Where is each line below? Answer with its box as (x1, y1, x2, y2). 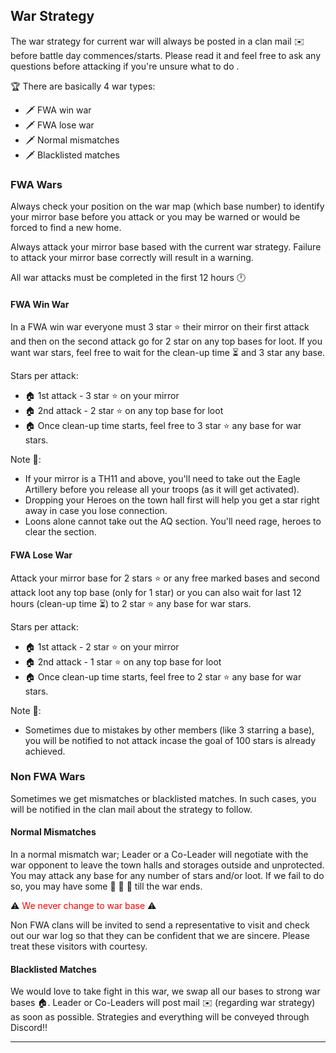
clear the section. (24, 526, 97, 538)
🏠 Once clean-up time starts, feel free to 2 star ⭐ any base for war (24, 670, 302, 683)
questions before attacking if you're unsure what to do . (10, 60, 240, 72)
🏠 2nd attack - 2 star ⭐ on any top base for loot (24, 405, 224, 417)
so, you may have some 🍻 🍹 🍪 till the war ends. (10, 880, 203, 893)
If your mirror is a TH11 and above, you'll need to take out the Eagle (24, 473, 301, 485)
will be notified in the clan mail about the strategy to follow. (10, 803, 253, 815)
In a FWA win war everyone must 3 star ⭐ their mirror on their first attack (10, 321, 310, 333)
